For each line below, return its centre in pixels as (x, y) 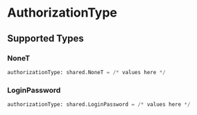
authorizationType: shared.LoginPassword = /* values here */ (99, 105)
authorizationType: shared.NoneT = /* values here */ (87, 72)
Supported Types (46, 38)
